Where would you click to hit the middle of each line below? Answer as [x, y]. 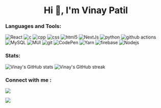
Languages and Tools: [33, 26]
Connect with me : [29, 80]
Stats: [13, 56]
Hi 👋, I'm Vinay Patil [86, 10]
